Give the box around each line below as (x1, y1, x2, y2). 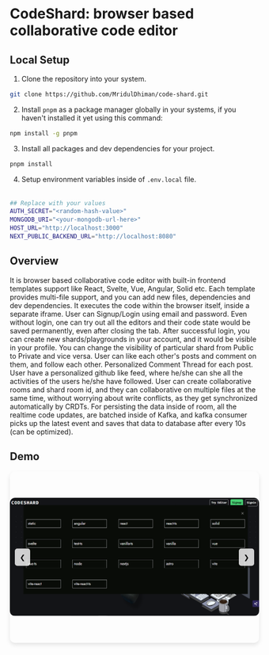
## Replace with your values (9, 199, 106, 207)
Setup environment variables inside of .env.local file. (21, 174, 197, 184)
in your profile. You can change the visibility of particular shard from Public (9, 342, 254, 352)
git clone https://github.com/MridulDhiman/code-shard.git (9, 90, 209, 98)
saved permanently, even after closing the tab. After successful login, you (9, 326, 251, 335)
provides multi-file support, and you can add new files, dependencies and (9, 292, 251, 302)
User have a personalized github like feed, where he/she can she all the (9, 367, 243, 377)
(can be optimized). (9, 427, 74, 436)
